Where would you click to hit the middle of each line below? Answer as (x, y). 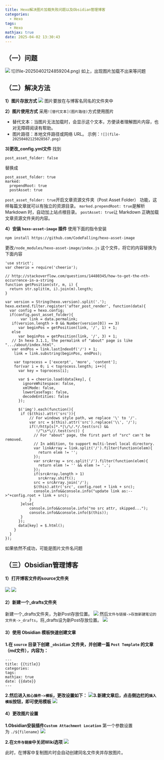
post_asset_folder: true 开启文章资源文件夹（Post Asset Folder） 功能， (79, 200)
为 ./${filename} (22, 731)
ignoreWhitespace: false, (49, 383)
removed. (14, 439)
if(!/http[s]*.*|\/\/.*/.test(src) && (69, 426)
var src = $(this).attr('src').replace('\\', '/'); (83, 422)
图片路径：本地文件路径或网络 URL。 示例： (56, 134)
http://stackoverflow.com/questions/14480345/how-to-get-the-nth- (81, 276)
